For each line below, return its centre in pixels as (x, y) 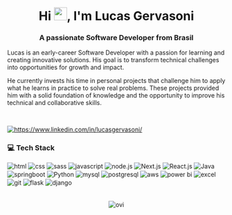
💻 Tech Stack (31, 148)
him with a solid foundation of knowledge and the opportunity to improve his (116, 95)
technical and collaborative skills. (54, 103)
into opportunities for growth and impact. (66, 67)
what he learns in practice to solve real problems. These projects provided (113, 88)
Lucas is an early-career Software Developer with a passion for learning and (116, 53)
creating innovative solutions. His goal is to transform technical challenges (113, 60)
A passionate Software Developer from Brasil (116, 38)
